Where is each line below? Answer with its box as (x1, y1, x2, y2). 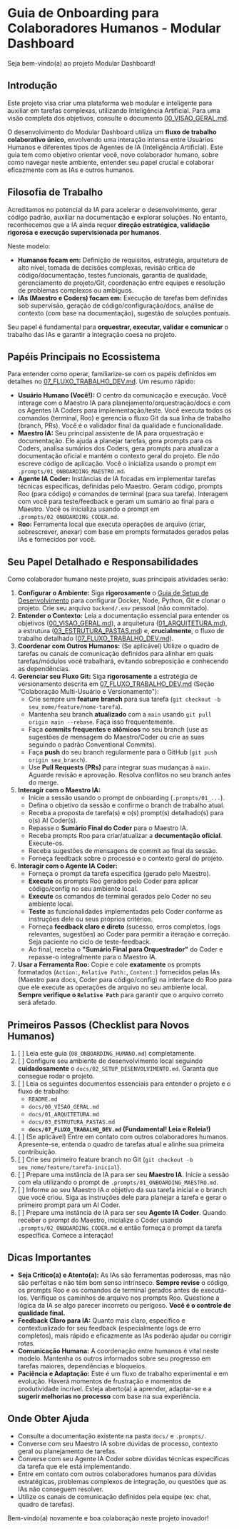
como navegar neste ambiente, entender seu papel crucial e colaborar (7, 158, 214, 166)
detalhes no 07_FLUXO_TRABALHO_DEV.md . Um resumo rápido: (7, 377, 196, 386)
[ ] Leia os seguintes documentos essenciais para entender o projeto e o (17, 1079, 231, 1088)
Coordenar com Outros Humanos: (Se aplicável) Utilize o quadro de (17, 642, 220, 650)
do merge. (28, 778, 59, 787)
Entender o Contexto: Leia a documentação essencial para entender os (17, 612, 230, 620)
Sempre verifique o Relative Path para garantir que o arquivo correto (17, 991, 224, 999)
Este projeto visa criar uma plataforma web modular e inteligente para (7, 99, 213, 107)
